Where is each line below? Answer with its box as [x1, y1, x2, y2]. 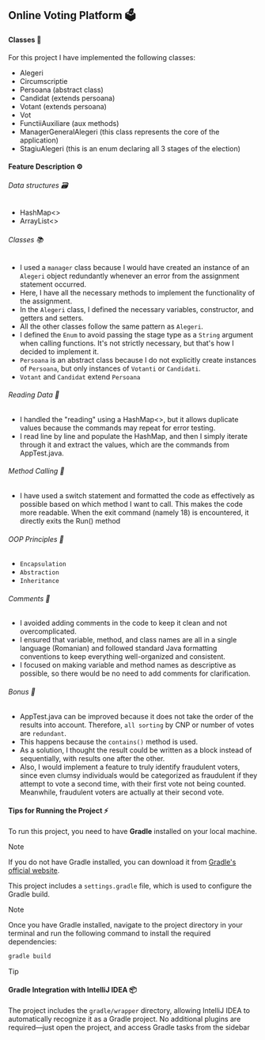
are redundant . [19, 728, 67, 737]
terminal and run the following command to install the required [8, 928, 211, 938]
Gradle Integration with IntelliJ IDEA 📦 [8, 985, 137, 995]
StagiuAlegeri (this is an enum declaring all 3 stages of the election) [19, 143, 241, 153]
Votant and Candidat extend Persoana [19, 371, 141, 381]
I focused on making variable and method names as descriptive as [19, 661, 237, 670]
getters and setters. [19, 313, 85, 322]
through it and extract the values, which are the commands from [19, 440, 229, 449]
